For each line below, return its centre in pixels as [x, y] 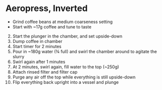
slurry [18, 56]
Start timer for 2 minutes [37, 46]
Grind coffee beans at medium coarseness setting [63, 22]
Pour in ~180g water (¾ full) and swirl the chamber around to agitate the [85, 51]
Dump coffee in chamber [37, 41]
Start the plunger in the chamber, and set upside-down [67, 36]
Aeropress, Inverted [47, 8]
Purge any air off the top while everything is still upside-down [74, 77]
